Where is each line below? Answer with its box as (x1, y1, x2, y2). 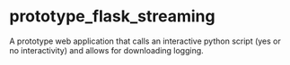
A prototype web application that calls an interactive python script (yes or (9, 36, 281, 46)
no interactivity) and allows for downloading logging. (9, 45, 204, 55)
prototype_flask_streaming (9, 6, 215, 27)
